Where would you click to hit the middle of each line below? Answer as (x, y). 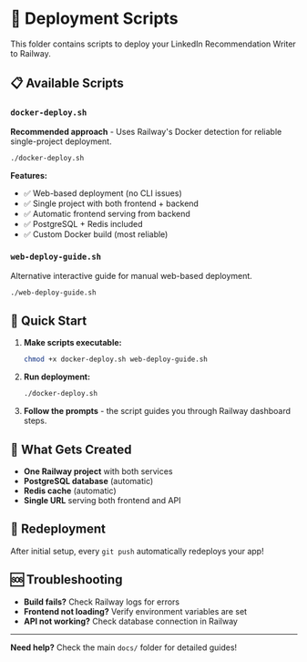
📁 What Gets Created (71, 449)
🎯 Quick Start (49, 321)
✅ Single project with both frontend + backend (111, 203)
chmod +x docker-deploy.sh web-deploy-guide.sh (115, 359)
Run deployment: (56, 377)
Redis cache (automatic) (70, 491)
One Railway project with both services (98, 471)
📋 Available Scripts (67, 83)
